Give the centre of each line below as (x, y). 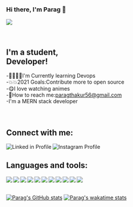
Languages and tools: (47, 165)
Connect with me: (40, 133)
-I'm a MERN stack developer (42, 101)
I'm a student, (32, 52)
